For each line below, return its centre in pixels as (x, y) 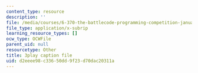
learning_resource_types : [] (42, 34)
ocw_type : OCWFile (29, 39)
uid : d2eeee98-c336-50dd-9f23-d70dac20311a (60, 61)
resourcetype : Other (32, 50)
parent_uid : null (27, 45)
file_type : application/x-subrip (47, 28)
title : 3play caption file (39, 55)
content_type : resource (35, 11)
